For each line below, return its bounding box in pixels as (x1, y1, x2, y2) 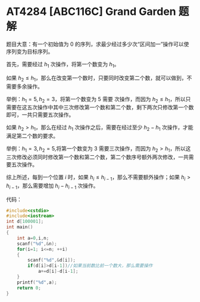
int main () (6, 224, 33, 230)
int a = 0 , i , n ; (17, 235, 49, 241)
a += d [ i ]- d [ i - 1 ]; (37, 268, 79, 275)
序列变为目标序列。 (6, 48, 54, 55)
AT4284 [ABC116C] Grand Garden (6, 5, 177, 18)
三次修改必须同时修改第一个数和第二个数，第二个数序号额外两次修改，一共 (6, 153, 189, 161)
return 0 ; (17, 285, 42, 291)
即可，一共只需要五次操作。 (6, 111, 74, 118)
